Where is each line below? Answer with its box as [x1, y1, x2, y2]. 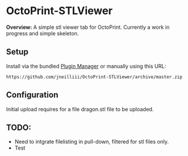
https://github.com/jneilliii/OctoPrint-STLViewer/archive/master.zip [6, 74, 183, 80]
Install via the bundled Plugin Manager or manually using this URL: [6, 62, 166, 69]
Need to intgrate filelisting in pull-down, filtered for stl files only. [14, 138, 169, 145]
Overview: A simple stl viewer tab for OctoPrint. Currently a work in [6, 24, 170, 31]
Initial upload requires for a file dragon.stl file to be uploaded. [6, 105, 154, 112]
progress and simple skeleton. [6, 29, 79, 36]
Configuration [6, 90, 59, 100]
